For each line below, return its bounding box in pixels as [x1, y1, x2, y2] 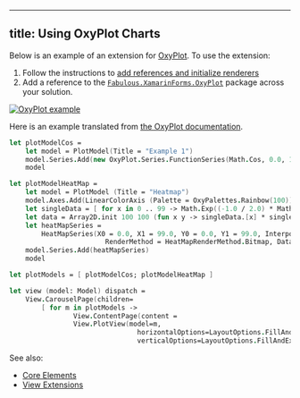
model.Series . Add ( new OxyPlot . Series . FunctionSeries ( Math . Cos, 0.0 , [25, 155, 286, 164]
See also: [9, 352, 44, 363]
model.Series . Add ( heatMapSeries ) [25, 246, 150, 255]
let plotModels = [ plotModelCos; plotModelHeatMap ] [9, 270, 214, 280]
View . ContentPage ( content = [72, 311, 178, 320]
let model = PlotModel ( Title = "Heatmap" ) [25, 188, 190, 197]
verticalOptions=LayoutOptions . [137, 336, 257, 345]
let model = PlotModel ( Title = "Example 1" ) [25, 147, 194, 156]
